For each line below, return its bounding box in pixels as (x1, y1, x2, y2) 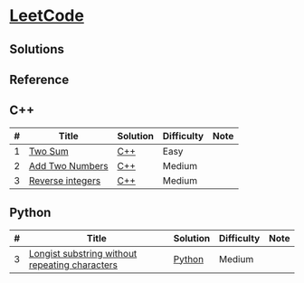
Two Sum (28, 145, 70, 157)
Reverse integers (28, 174, 101, 186)
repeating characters (28, 259, 119, 271)
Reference (9, 71, 70, 87)
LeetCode (9, 5, 84, 26)
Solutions (9, 42, 65, 57)
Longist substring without (28, 247, 138, 259)
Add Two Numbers (28, 159, 109, 172)
